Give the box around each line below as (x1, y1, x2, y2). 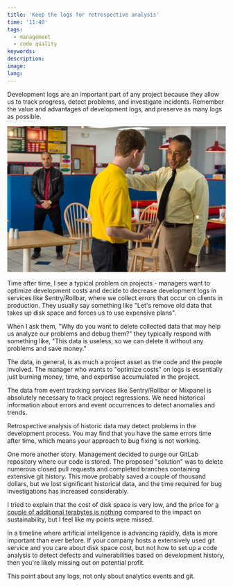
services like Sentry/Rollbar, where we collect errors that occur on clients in (7, 294, 223, 302)
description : (7, 56, 45, 63)
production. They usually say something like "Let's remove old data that (7, 302, 212, 310)
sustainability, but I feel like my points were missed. (7, 515, 154, 524)
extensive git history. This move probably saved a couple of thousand (7, 472, 206, 480)
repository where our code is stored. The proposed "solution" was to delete (7, 457, 223, 466)
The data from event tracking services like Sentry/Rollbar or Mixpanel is (7, 386, 212, 395)
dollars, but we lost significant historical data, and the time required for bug (7, 480, 222, 488)
